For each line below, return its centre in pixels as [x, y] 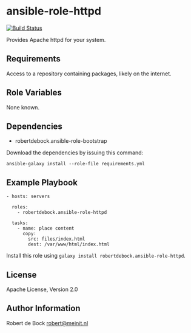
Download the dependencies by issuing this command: [75, 153]
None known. [23, 107]
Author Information [43, 308]
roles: [20, 207]
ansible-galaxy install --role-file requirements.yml [76, 164]
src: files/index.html [57, 239]
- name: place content [46, 228]
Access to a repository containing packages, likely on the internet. [89, 74]
